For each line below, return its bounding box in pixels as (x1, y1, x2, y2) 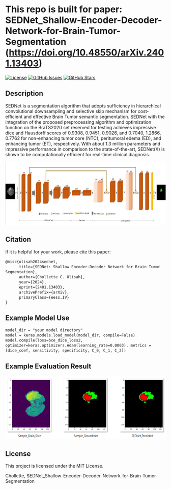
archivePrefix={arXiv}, (18, 290, 70, 295)
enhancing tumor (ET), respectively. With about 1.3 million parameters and (5, 140, 161, 147)
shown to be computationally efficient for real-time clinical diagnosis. (5, 151, 150, 157)
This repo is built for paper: (5, 4, 123, 15)
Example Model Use (5, 313, 70, 322)
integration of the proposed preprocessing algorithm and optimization (5, 119, 152, 125)
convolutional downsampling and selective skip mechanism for (5, 108, 137, 114)
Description (5, 89, 43, 98)
